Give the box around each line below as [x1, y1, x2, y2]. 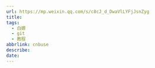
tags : [6, 20, 20, 25]
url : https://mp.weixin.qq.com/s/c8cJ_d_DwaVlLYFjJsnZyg [6, 8, 150, 15]
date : [6, 53, 20, 59]
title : [6, 14, 22, 20]
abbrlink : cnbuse [6, 42, 49, 48]
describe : [6, 47, 31, 53]
